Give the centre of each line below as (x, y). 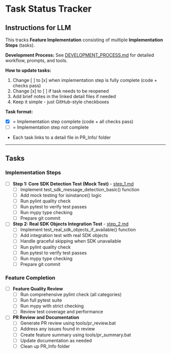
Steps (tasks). (20, 45)
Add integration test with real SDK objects (64, 235)
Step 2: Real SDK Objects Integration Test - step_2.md (70, 224)
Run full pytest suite (41, 300)
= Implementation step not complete (51, 127)
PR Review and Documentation (46, 317)
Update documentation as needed (56, 340)
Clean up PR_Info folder (45, 346)
